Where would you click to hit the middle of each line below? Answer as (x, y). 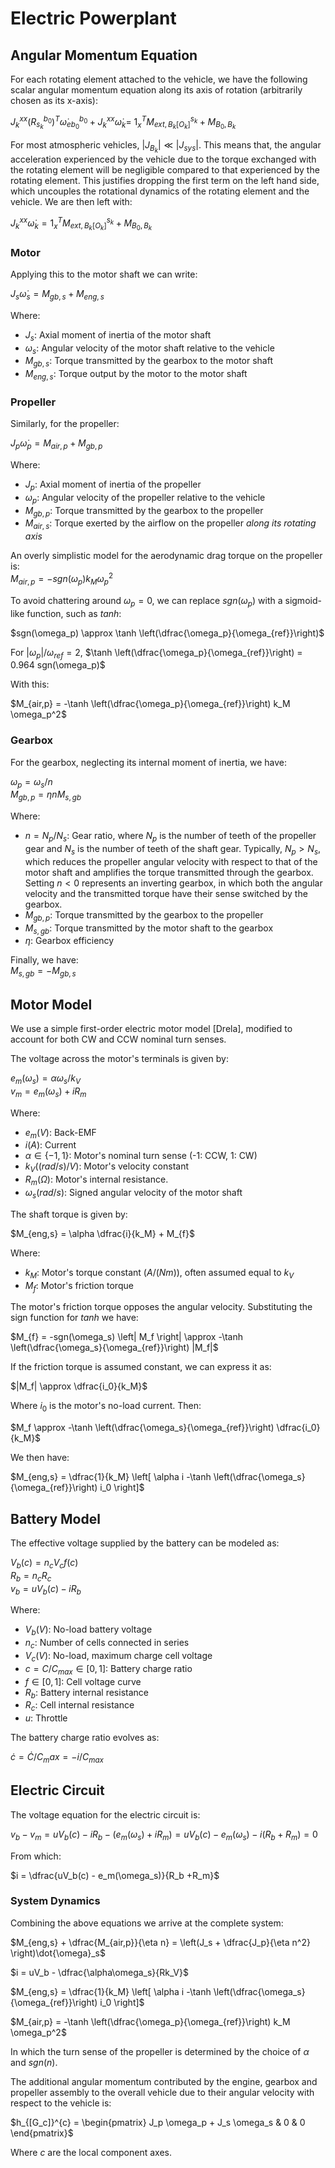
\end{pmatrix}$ (42, 2133)
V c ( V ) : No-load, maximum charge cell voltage (118, 1656)
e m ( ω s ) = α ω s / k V (46, 1079)
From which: (36, 1856)
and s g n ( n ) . (34, 2062)
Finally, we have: (44, 960)
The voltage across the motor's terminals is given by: (119, 1058)
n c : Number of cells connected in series (107, 1644)
